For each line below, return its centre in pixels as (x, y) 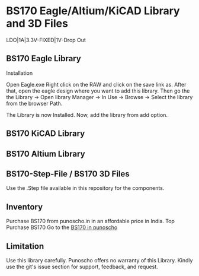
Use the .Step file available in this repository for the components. (85, 188)
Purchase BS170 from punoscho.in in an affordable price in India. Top (90, 221)
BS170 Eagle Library (44, 58)
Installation (20, 73)
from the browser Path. (34, 103)
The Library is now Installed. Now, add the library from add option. (87, 115)
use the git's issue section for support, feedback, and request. (82, 267)
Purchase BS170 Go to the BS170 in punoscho (62, 227)
